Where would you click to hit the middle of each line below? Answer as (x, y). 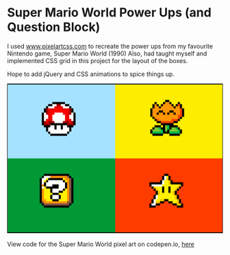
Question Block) (54, 27)
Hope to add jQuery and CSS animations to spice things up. (91, 74)
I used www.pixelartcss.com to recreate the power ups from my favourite (110, 46)
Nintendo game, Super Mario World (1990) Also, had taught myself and (107, 53)
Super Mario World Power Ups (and (110, 13)
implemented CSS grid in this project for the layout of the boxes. (98, 60)
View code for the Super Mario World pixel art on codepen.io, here (101, 244)
